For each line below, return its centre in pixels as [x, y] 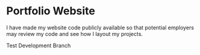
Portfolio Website [51, 11]
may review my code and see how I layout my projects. [75, 33]
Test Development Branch [39, 45]
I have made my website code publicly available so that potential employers [100, 27]
